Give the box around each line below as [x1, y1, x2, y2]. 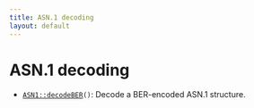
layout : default [9, 21, 70, 30]
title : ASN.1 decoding [9, 12, 94, 22]
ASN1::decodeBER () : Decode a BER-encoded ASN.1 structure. [22, 89, 246, 100]
